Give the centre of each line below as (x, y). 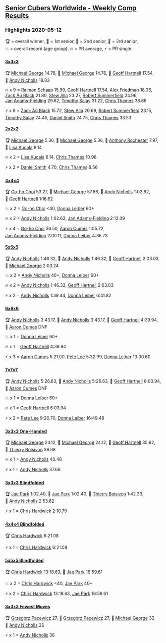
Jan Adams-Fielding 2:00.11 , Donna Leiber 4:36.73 (56, 236)
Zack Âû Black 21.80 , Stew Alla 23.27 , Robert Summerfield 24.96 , (71, 95)
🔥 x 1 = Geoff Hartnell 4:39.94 (36, 346)
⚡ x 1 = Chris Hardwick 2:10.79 (36, 511)
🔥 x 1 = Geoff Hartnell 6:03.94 (36, 408)
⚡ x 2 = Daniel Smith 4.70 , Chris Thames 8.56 (52, 167)
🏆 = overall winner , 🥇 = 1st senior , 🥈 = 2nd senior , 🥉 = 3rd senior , (72, 41)
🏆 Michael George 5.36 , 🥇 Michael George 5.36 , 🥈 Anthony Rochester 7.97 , (82, 140)
